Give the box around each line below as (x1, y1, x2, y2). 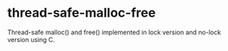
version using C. (7, 35, 55, 43)
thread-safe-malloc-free (7, 5, 156, 21)
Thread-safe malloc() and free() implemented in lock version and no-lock (7, 28, 222, 36)
